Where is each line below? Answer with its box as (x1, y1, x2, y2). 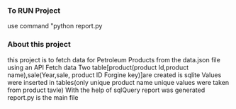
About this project (7, 40, 71, 50)
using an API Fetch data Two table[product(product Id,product (7, 63, 189, 71)
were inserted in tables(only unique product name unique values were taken (7, 78, 230, 86)
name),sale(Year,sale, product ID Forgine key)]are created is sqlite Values (7, 70, 222, 79)
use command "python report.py (7, 22, 103, 30)
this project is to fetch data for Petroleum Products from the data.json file (7, 55, 221, 64)
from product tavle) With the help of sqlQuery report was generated (7, 86, 206, 94)
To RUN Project (7, 6, 61, 16)
